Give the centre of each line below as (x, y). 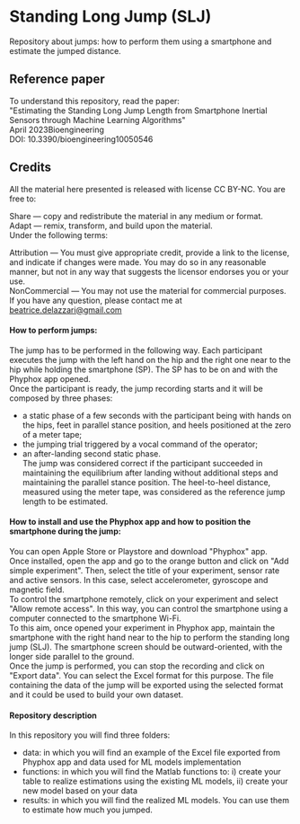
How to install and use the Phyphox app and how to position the (130, 522)
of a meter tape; (52, 434)
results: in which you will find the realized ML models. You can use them (156, 801)
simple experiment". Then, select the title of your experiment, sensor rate (145, 570)
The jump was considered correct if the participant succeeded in (142, 463)
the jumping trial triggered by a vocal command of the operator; (140, 444)
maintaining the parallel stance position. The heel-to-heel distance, (146, 482)
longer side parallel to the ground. (72, 656)
